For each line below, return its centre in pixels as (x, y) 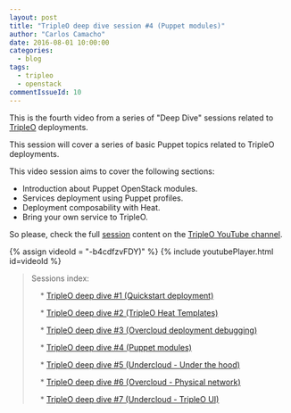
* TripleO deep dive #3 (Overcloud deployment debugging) (149, 330)
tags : (19, 68)
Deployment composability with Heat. (91, 207)
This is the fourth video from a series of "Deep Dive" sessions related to (141, 118)
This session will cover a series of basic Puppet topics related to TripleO (142, 145)
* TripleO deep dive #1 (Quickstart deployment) (127, 295)
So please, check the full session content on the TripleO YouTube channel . (146, 234)
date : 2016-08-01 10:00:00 (59, 42)
